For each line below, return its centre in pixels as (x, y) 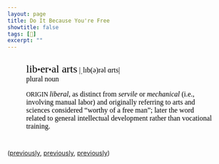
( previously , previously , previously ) (59, 153)
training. (38, 126)
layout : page (27, 14)
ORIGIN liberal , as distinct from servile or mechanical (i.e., (110, 94)
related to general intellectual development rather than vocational (119, 118)
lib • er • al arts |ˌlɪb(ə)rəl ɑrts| (73, 69)
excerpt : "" (25, 41)
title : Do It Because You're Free (59, 21)
